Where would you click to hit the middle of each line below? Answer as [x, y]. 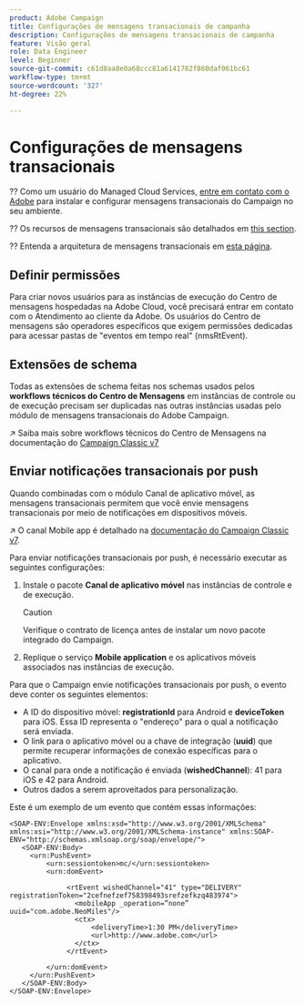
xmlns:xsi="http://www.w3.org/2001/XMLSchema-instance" [117, 831]
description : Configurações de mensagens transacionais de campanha [142, 35]
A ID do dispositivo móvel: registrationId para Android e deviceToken [153, 712]
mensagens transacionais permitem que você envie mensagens [129, 503]
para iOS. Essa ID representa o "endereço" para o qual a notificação [150, 722]
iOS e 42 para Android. [66, 779]
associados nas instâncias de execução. [98, 667]
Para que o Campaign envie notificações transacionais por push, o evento [148, 684]
